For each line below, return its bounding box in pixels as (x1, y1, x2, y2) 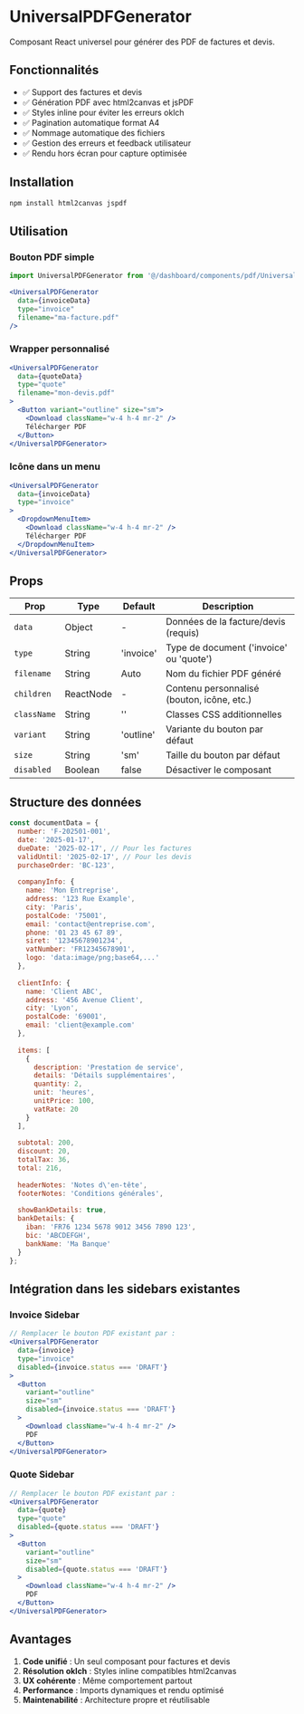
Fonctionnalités (9, 62, 100, 78)
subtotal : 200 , (17, 1138, 75, 1147)
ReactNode (64, 688, 113, 701)
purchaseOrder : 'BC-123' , (17, 860, 116, 870)
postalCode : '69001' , (25, 1012, 107, 1021)
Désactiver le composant (166, 763, 272, 776)
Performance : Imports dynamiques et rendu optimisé (22, 1684, 224, 1695)
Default (122, 600, 156, 613)
